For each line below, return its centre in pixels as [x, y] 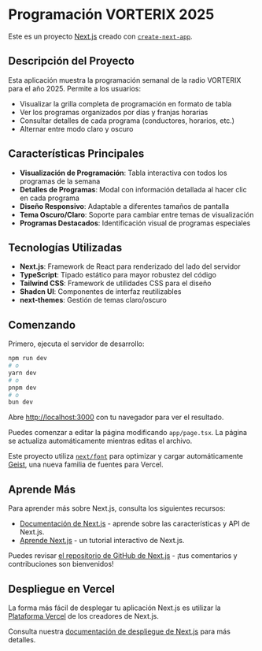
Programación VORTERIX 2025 [111, 15]
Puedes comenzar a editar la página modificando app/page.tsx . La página [128, 433]
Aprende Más [42, 489]
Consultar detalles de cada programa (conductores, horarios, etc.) [127, 121]
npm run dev [28, 359]
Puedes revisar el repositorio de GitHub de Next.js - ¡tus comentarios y [123, 556]
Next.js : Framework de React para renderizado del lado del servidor [130, 266]
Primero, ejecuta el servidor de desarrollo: [76, 344]
